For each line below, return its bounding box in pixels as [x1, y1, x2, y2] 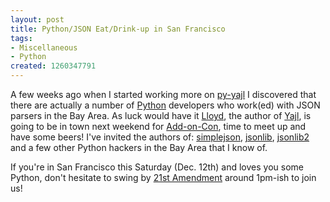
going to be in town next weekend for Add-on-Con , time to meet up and [10, 121, 307, 132]
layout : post [10, 14, 65, 25]
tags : [10, 33, 33, 43]
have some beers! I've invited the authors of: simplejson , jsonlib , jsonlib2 [10, 131, 310, 143]
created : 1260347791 [10, 61, 97, 71]
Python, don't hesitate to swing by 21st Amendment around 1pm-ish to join [10, 172, 317, 183]
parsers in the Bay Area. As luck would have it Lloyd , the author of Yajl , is [10, 110, 312, 121]
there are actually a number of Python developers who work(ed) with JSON [10, 99, 321, 111]
